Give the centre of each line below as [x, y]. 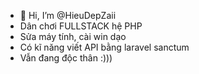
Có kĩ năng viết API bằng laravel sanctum [104, 47]
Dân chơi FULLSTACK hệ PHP [81, 26]
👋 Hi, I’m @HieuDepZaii [68, 15]
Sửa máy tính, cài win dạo [73, 36]
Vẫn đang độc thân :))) [66, 58]
